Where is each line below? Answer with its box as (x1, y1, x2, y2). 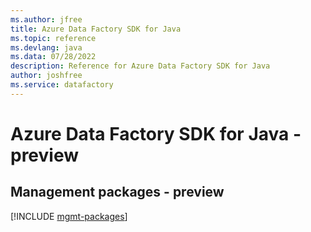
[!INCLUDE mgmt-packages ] (10, 210, 128, 222)
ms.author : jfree (10, 14, 83, 25)
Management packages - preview (10, 184, 225, 201)
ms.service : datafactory (10, 80, 114, 90)
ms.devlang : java (10, 42, 83, 53)
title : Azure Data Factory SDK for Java (10, 24, 182, 34)
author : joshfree (10, 71, 83, 81)
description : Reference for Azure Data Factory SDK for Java (10, 61, 271, 71)
